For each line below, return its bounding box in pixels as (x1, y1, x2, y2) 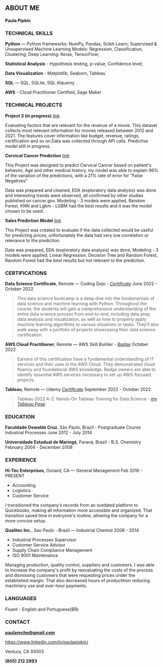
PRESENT (5, 473, 25, 479)
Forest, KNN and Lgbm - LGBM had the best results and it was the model (5, 203, 152, 209)
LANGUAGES (5, 595, 37, 602)
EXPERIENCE (5, 457, 37, 464)
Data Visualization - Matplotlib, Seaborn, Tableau (5, 71, 106, 76)
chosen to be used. (5, 208, 44, 214)
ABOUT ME (5, 4, 40, 12)
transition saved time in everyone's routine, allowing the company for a (5, 513, 148, 519)
